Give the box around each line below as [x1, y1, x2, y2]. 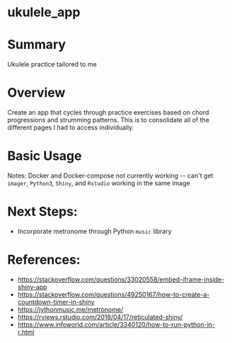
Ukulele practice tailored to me [7, 60, 97, 69]
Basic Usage [7, 148, 82, 164]
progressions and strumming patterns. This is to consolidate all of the [7, 116, 210, 124]
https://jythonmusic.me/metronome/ [17, 305, 124, 313]
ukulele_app [7, 4, 81, 21]
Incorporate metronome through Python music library [17, 227, 172, 236]
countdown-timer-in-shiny [17, 298, 95, 306]
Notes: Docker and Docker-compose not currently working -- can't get [7, 171, 214, 180]
